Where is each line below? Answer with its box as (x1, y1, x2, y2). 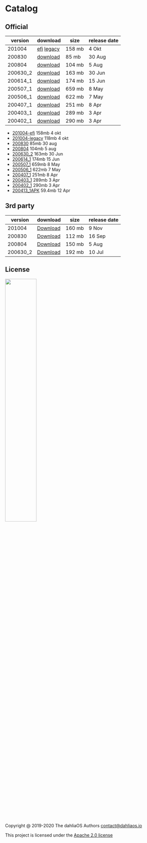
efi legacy (36, 45, 60, 52)
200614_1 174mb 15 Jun (12, 156, 60, 162)
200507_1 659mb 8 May (12, 161, 60, 167)
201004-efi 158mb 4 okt (12, 130, 61, 136)
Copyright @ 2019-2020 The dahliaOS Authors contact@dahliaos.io (5, 822, 143, 828)
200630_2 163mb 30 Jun (12, 151, 63, 156)
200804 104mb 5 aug (12, 146, 57, 152)
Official (5, 23, 28, 31)
